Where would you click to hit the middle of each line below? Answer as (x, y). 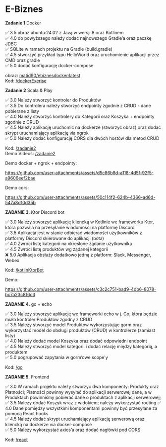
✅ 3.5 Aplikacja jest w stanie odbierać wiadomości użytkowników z (74, 233)
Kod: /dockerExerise (26, 81)
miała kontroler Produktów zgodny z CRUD (49, 319)
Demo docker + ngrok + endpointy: (41, 163)
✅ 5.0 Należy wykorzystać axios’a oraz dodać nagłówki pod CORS (73, 430)
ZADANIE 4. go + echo (28, 304)
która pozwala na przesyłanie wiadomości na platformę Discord (70, 227)
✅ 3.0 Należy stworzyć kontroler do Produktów (53, 100)
